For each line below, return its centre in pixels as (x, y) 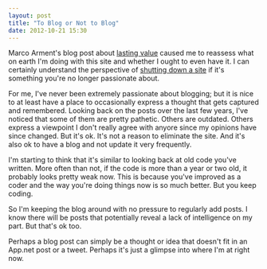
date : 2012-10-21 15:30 (48, 30)
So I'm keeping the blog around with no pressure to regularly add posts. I (128, 209)
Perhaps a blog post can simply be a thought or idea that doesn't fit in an (128, 242)
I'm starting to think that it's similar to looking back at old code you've (122, 160)
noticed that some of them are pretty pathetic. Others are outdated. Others (131, 119)
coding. (21, 194)
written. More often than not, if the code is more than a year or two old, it (128, 169)
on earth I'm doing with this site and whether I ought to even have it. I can (129, 61)
